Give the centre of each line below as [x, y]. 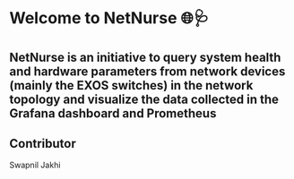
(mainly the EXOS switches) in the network [131, 85]
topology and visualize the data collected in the [144, 99]
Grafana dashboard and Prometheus [113, 113]
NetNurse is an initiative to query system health [145, 57]
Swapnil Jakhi [35, 165]
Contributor [43, 144]
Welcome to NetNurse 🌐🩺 [109, 18]
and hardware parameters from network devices [147, 71]
